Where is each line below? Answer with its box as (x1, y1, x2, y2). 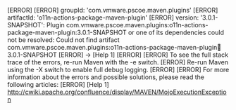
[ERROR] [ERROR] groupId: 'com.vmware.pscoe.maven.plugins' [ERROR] (7, 6, 218, 14)
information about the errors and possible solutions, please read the (7, 73, 204, 81)
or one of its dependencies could (128, 28, 224, 36)
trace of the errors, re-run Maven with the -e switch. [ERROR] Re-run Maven (7, 58, 229, 66)
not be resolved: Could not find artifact (7, 36, 120, 44)
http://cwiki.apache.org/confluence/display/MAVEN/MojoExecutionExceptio (7, 88, 227, 96)
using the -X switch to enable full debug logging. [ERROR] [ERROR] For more (7, 66, 230, 74)
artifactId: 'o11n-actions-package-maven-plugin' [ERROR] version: (7, 13, 199, 22)
